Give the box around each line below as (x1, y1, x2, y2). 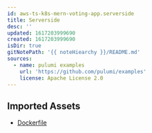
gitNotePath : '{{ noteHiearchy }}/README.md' (7, 49, 140, 56)
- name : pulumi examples (13, 62, 85, 69)
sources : (7, 55, 32, 62)
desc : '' (7, 23, 32, 30)
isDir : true (7, 42, 41, 49)
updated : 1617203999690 (7, 29, 76, 37)
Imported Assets (7, 100, 81, 112)
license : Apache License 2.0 (19, 74, 104, 82)
